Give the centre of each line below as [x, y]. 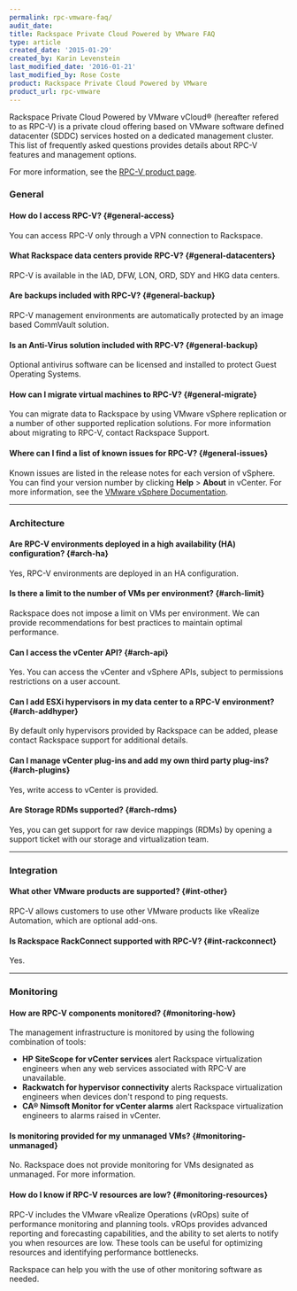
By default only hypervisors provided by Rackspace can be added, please [144, 731]
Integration [34, 870]
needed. [24, 1279]
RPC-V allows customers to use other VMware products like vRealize [134, 911]
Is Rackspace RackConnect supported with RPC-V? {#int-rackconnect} [143, 941]
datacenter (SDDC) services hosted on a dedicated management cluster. [141, 136]
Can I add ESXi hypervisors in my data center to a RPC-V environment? [142, 702]
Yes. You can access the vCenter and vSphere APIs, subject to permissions [146, 672]
